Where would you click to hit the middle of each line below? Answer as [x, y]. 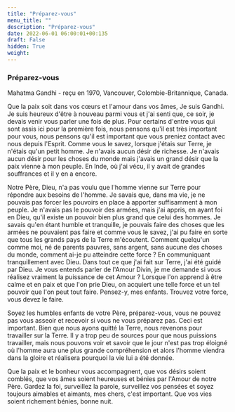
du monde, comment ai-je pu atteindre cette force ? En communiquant [109, 255]
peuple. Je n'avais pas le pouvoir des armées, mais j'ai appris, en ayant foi [115, 210]
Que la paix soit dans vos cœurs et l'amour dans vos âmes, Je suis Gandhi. [116, 107]
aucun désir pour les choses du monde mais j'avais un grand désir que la [113, 159]
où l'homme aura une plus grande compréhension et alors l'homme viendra [116, 350]
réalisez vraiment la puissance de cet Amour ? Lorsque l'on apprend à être [115, 277]
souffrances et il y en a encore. [52, 174]
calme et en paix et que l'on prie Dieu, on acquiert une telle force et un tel [113, 285]
